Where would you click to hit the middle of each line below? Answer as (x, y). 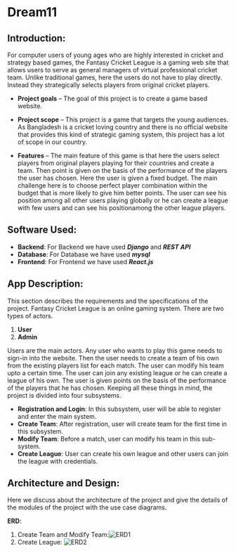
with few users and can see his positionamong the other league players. (122, 208)
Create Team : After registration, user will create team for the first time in (122, 424)
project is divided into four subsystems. (64, 395)
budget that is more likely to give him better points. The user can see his (122, 193)
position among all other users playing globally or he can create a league (123, 200)
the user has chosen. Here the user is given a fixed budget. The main (117, 178)
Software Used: (42, 230)
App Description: (45, 284)
